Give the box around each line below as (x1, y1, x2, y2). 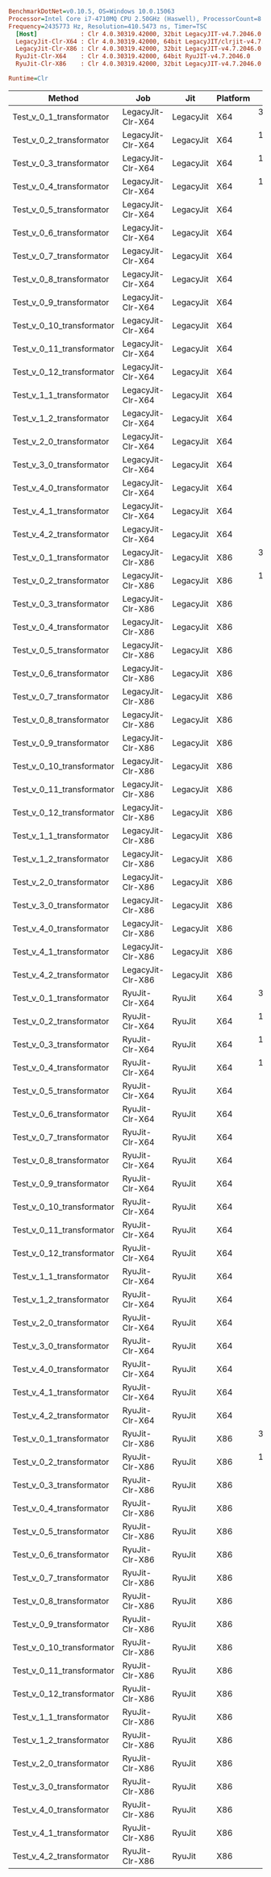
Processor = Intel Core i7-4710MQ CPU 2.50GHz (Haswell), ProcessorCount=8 (8, 15, 262, 23)
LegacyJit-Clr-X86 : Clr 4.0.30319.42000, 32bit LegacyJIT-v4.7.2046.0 (15, 45, 262, 53)
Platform (216, 92, 251, 103)
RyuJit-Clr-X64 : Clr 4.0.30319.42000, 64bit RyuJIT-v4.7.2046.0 (15, 52, 251, 60)
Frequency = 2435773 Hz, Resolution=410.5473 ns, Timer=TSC (8, 22, 207, 31)
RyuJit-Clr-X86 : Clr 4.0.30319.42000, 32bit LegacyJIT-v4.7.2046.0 (15, 60, 262, 69)
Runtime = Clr (8, 74, 48, 82)
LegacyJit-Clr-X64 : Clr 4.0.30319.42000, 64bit (15, 37, 182, 45)
